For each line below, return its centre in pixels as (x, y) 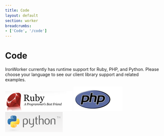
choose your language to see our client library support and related (72, 75)
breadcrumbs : (18, 26)
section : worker (22, 21)
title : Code (17, 10)
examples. (15, 80)
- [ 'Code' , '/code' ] (26, 31)
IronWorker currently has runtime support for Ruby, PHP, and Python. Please (82, 69)
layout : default (22, 15)
